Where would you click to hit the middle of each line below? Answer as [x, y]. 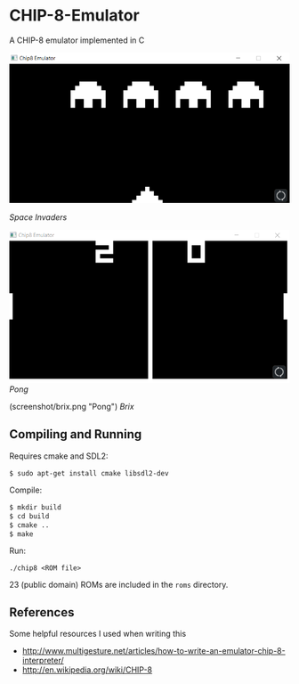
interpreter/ [43, 661]
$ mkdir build [36, 507]
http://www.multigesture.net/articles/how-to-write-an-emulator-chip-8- [154, 651]
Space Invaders [38, 217]
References [42, 612]
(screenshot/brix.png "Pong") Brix [72, 406]
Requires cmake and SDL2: [59, 456]
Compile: [26, 490]
